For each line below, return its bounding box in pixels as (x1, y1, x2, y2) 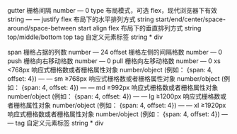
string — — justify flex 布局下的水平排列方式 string (7, 15, 154, 23)
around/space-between (7, 24, 76, 32)
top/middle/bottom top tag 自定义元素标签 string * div (7, 33, 163, 41)
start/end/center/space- (155, 15, 226, 23)
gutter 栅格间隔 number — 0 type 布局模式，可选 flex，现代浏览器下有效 (7, 6, 218, 14)
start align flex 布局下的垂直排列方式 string (77, 24, 202, 32)
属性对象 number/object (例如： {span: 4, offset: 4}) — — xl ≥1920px (25, 101, 226, 109)
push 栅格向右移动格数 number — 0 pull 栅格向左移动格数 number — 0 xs (7, 57, 221, 65)
